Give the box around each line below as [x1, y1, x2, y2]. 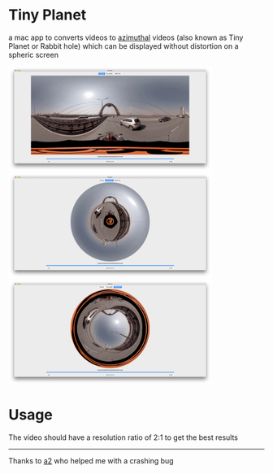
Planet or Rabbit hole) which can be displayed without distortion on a [8, 41, 239, 50]
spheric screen [8, 50, 59, 59]
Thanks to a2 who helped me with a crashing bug [8, 455, 174, 465]
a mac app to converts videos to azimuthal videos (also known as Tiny [8, 33, 244, 42]
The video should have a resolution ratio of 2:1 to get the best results [8, 433, 238, 442]
